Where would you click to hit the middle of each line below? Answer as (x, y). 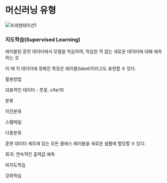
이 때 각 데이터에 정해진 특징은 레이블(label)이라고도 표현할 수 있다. (71, 69)
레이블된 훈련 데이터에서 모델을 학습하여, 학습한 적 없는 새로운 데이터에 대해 (79, 51)
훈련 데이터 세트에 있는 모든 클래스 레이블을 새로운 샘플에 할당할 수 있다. (75, 144)
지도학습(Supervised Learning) (43, 39)
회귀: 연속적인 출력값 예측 (30, 154)
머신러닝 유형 (31, 10)
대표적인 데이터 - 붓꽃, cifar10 (35, 90)
